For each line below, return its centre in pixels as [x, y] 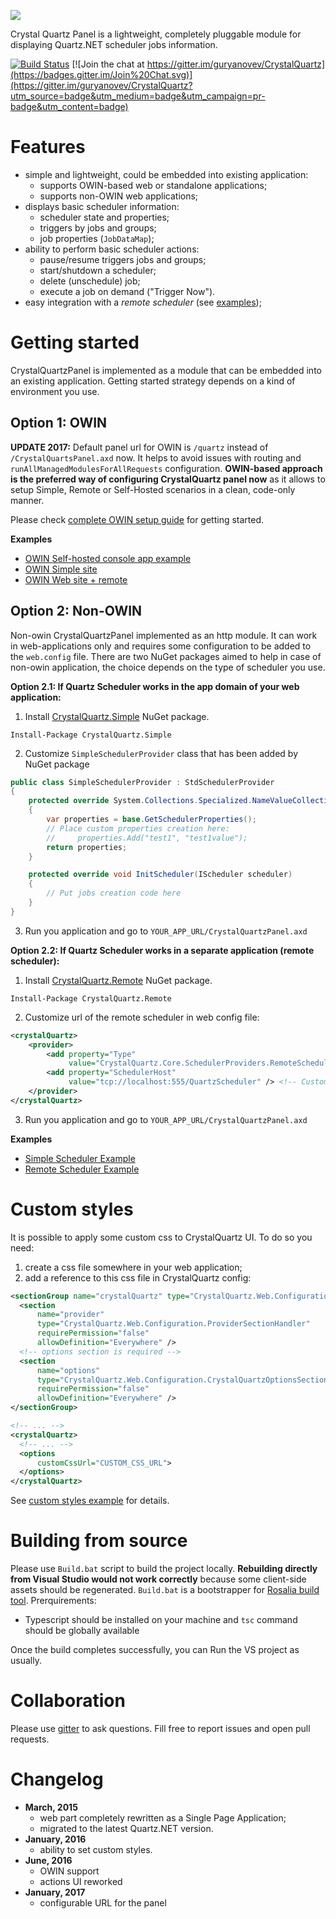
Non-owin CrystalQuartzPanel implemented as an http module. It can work [164, 635]
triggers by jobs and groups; [98, 227]
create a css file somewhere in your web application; [133, 1267]
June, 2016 [48, 1860]
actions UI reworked [81, 1881]
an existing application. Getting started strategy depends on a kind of [153, 381]
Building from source [99, 1541]
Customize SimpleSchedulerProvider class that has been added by [161, 753]
